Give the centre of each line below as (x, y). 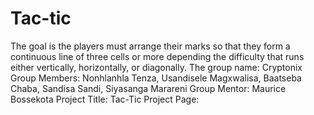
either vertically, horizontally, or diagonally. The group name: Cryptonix (156, 67)
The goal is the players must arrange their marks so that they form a (150, 46)
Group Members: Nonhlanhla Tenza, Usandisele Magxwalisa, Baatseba (156, 78)
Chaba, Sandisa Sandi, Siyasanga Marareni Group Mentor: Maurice (148, 88)
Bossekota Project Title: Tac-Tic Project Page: (105, 99)
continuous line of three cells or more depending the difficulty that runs (157, 56)
